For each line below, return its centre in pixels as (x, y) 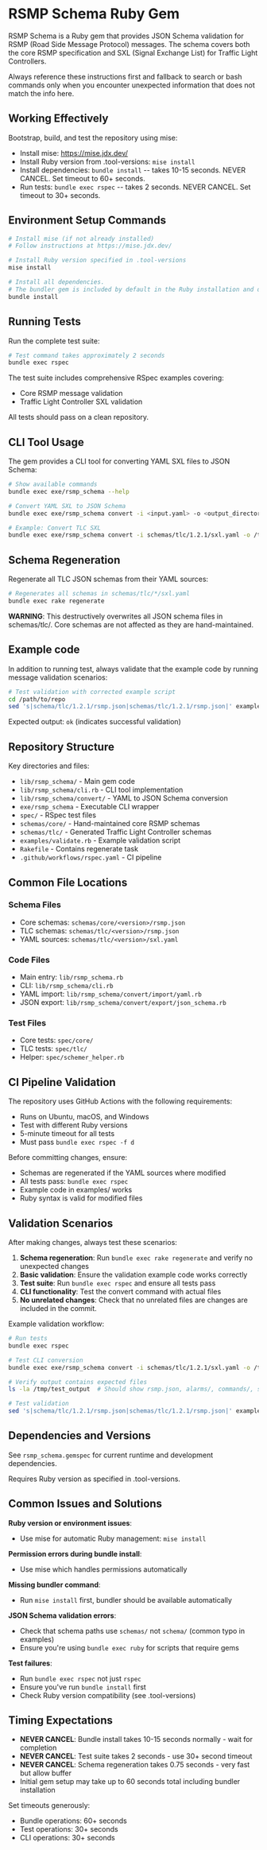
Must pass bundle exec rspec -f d (77, 1142)
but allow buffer (46, 1773)
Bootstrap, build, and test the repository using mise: (93, 138)
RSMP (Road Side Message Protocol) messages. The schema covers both (129, 44)
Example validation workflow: (56, 1324)
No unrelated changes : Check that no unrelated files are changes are (133, 1300)
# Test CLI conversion (46, 1360)
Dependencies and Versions (79, 1436)
